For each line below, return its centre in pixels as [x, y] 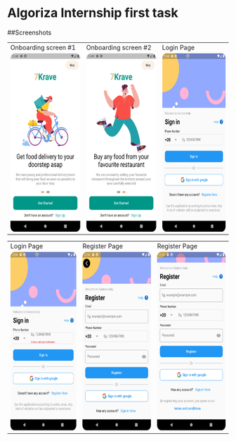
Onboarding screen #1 [43, 47]
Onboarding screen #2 [119, 47]
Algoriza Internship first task [93, 13]
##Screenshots [29, 32]
